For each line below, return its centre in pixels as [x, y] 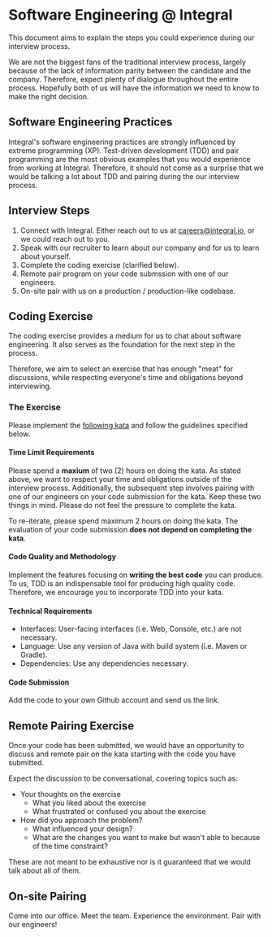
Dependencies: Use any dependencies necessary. [104, 663]
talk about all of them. [45, 871]
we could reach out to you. [65, 239]
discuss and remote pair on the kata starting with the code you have [122, 754]
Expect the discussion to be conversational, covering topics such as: [123, 778]
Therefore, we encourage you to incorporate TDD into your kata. [116, 593]
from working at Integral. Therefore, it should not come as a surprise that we [136, 168]
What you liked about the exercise [89, 803]
